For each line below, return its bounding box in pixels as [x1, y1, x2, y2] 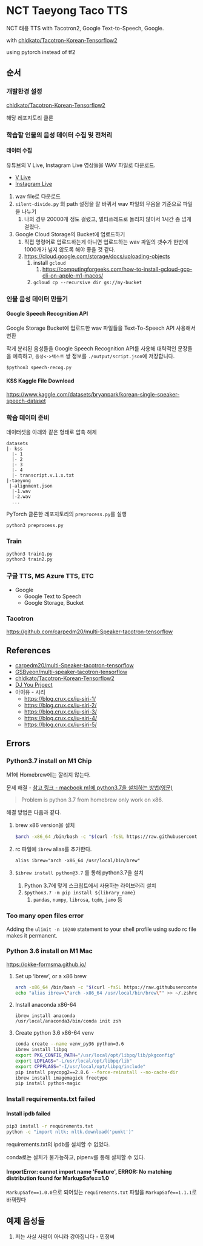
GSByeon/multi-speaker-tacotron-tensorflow [15, 668, 128, 675]
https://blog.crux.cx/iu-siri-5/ [24, 721, 97, 728]
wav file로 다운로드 [15, 192, 61, 200]
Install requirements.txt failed [6, 1095, 96, 1103]
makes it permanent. [6, 931, 58, 939]
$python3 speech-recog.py [6, 364, 72, 370]
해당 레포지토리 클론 [6, 114, 53, 121]
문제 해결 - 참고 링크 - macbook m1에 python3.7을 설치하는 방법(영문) [6, 784, 173, 791]
